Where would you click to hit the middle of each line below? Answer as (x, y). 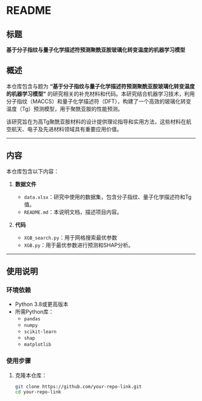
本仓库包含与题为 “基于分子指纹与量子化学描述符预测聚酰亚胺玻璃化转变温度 (101, 86)
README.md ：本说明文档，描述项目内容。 (73, 212)
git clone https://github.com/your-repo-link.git (78, 387)
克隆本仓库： (31, 375)
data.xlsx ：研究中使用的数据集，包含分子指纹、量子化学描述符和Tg (108, 197)
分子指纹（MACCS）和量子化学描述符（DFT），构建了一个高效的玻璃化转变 (99, 101)
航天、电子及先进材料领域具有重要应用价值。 (66, 129)
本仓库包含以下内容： (32, 171)
